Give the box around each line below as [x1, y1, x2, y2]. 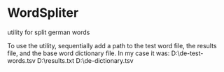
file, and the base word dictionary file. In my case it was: [7, 49, 170, 57]
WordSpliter [7, 5, 79, 21]
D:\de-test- [171, 49, 204, 57]
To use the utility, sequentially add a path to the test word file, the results [7, 41, 217, 50]
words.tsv [7, 56, 36, 64]
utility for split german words [7, 28, 90, 36]
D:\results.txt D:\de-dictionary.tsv [37, 56, 134, 64]
